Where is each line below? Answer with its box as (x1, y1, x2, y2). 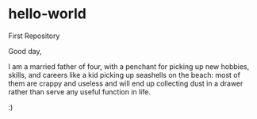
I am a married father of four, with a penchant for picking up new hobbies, (8, 61, 250, 71)
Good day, (8, 46, 42, 56)
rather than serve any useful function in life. (8, 86, 152, 96)
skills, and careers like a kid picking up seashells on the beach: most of (8, 70, 240, 79)
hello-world (8, 5, 87, 23)
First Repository (8, 31, 60, 40)
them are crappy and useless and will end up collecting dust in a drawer (8, 79, 244, 88)
